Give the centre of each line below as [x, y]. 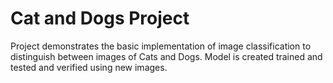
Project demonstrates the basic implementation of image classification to [161, 46]
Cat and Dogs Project [100, 18]
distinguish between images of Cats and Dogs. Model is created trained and [166, 56]
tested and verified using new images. [89, 67]
